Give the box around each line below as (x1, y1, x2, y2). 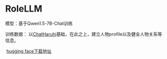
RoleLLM (5, 3, 43, 15)
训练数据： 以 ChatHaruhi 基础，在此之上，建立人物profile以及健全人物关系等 (5, 31, 162, 37)
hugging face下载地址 (6, 48, 52, 54)
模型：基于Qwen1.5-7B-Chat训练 (5, 20, 73, 26)
